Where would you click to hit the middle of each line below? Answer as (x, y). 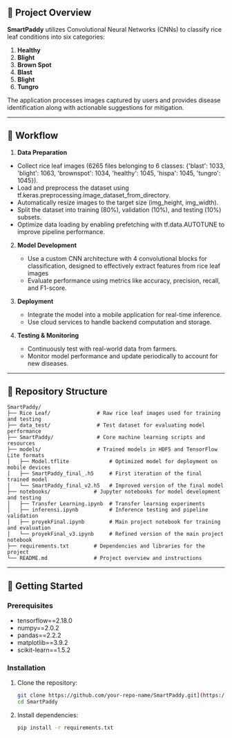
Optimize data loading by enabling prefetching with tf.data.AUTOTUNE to (121, 224)
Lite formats (26, 456)
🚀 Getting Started (45, 586)
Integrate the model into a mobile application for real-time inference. (125, 314)
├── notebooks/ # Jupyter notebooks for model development (114, 492)
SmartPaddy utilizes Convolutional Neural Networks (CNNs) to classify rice (115, 29)
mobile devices (29, 468)
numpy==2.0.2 (38, 628)
